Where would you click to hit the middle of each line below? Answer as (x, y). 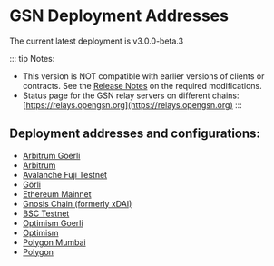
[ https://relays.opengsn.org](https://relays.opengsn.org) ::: (132, 104)
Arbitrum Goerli (51, 155)
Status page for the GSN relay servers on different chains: (131, 95)
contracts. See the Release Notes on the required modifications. (142, 85)
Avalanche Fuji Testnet (64, 174)
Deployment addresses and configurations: (135, 134)
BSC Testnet (46, 213)
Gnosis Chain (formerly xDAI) (77, 203)
